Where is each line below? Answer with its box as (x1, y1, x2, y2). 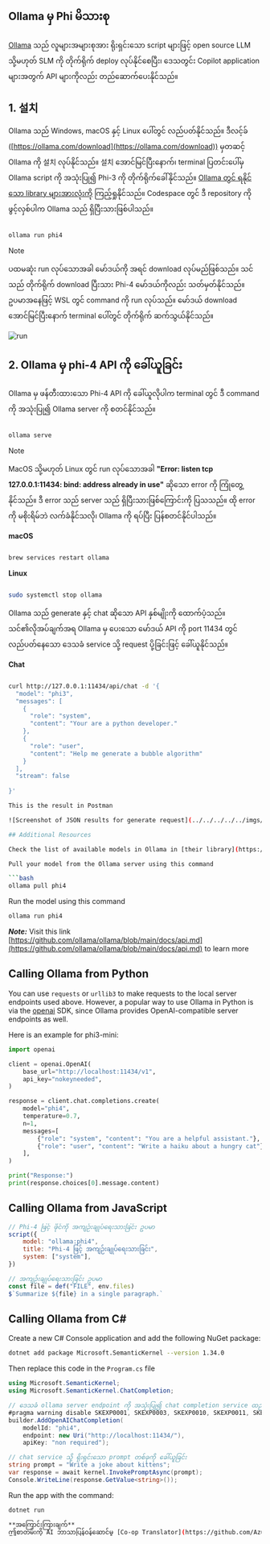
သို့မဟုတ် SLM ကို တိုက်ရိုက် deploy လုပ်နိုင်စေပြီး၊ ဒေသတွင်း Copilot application (8, 56, 260, 65)
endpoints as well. (8, 1014, 68, 1024)
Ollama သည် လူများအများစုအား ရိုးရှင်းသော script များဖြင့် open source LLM (8, 40, 252, 50)
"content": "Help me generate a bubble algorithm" (29, 749, 203, 758)
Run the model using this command (8, 897, 126, 906)
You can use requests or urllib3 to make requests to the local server (8, 988, 237, 998)
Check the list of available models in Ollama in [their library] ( (8, 845, 239, 853)
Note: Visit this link (8, 926, 71, 937)
